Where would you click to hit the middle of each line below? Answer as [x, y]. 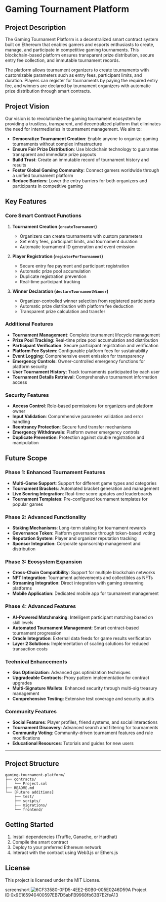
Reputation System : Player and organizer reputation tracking [74, 538]
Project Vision [27, 107]
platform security [30, 366]
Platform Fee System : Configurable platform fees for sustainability [80, 351]
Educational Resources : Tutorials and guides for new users [73, 743]
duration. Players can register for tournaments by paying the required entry [82, 80]
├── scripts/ [27, 801]
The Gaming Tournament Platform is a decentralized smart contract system [82, 39]
